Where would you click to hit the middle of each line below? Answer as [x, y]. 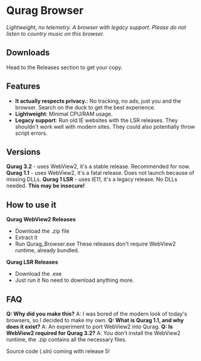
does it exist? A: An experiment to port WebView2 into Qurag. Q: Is [90, 327]
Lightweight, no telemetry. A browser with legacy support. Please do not [96, 27]
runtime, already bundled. [47, 250]
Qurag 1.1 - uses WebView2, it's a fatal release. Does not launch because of [100, 173]
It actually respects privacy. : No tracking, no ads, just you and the [98, 101]
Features [23, 86]
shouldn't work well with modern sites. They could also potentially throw [105, 126]
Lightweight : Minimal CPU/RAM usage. [64, 114]
